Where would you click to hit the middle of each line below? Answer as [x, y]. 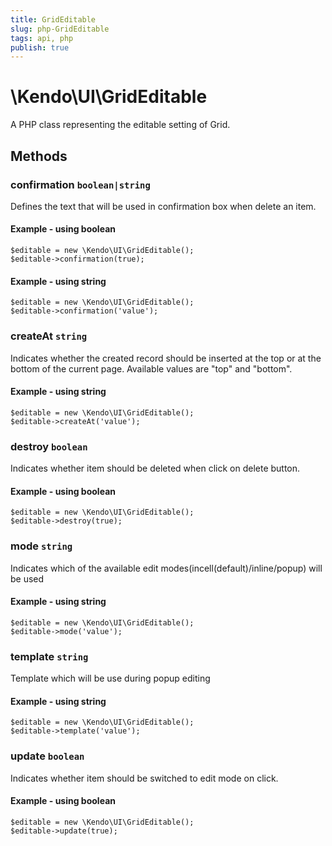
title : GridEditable [53, 19]
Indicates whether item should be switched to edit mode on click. [144, 778]
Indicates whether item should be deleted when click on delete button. [155, 468]
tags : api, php [42, 38]
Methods [39, 156]
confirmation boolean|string [80, 184]
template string [49, 656]
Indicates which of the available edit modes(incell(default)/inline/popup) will [166, 568]
